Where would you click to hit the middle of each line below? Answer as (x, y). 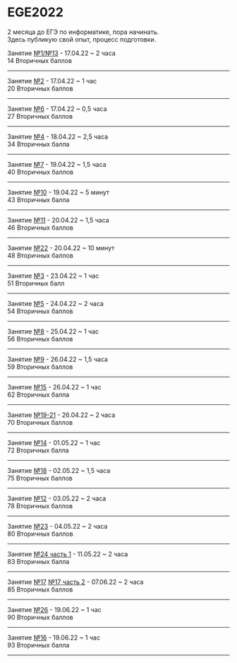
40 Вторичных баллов (41, 172)
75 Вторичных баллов (40, 478)
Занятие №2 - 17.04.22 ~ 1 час (52, 81)
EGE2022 (35, 12)
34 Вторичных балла (38, 144)
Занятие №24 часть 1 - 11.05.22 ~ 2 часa (68, 554)
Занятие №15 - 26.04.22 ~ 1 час (54, 387)
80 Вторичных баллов (40, 534)
